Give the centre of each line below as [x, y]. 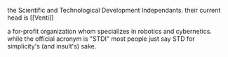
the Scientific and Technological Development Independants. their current [114, 10]
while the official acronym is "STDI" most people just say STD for [101, 39]
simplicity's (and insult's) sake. [52, 46]
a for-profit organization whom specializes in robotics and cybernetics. [110, 31]
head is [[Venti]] [31, 18]
